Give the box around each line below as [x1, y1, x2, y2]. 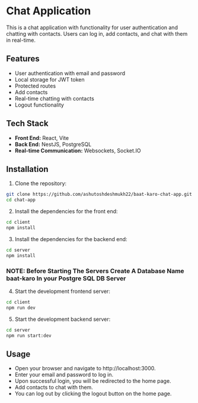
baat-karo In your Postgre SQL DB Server [6, 274, 126, 282]
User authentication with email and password [14, 70, 126, 77]
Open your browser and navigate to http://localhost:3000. [14, 365, 156, 372]
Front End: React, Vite [14, 134, 69, 141]
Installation [6, 164, 49, 174]
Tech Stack [6, 118, 49, 129]
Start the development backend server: [14, 315, 111, 323]
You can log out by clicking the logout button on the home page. [14, 390, 172, 397]
